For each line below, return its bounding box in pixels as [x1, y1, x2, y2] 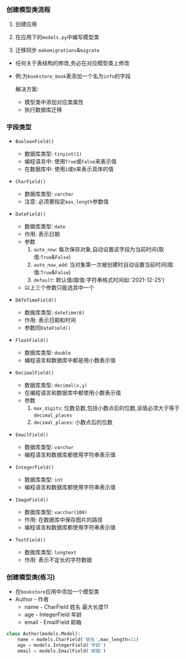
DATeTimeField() [15, 297, 57, 303]
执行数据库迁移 [24, 106, 62, 114]
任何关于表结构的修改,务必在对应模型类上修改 [15, 59, 130, 67]
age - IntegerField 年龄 [24, 611, 83, 618]
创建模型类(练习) [6, 573, 55, 581]
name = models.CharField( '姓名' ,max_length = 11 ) [17, 636, 139, 642]
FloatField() [15, 337, 49, 343]
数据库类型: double [24, 349, 72, 356]
